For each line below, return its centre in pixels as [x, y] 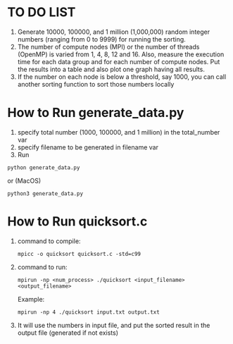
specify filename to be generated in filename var [88, 147]
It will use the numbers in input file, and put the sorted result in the [114, 325]
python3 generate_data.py [45, 193]
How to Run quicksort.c [77, 222]
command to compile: [49, 241]
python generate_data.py [44, 167]
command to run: [42, 267]
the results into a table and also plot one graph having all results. [111, 69]
